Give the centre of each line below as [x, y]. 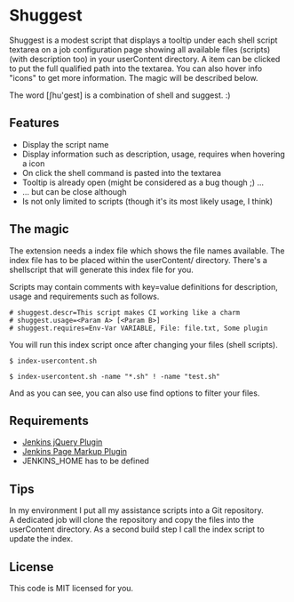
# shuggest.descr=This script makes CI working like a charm [125, 312]
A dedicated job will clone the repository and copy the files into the [132, 520]
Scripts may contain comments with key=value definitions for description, [143, 286]
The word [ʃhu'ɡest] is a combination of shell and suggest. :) [120, 95]
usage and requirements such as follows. [84, 296]
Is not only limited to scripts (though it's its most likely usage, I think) [147, 201]
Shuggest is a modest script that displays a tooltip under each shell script [143, 40]
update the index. [41, 539]
